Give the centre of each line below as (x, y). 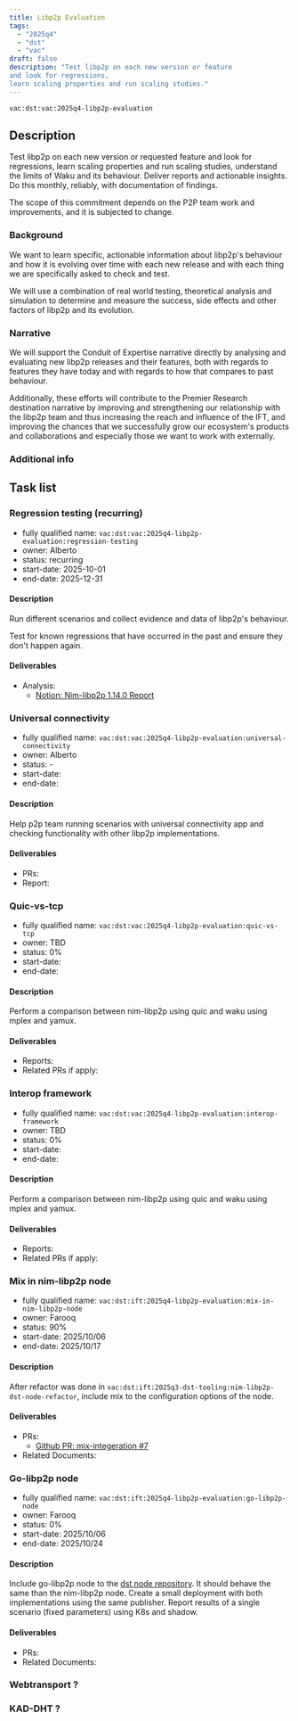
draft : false (33, 59)
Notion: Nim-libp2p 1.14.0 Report (94, 696)
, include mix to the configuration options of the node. (175, 1396)
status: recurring (52, 559)
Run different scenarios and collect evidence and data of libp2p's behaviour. (149, 618)
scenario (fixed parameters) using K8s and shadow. (104, 1612)
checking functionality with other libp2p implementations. (115, 833)
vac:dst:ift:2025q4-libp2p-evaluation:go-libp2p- (193, 1499)
